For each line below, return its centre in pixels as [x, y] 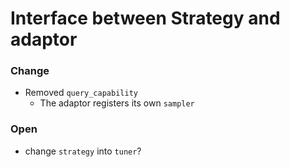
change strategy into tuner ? [83, 151]
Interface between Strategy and [145, 18]
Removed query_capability [81, 93]
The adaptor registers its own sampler [117, 103]
